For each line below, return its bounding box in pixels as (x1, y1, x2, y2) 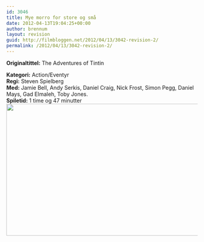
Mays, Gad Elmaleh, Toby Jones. (6, 90, 88, 98)
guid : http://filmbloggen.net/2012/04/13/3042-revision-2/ (6, 37, 159, 43)
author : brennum (6, 25, 47, 32)
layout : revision (6, 32, 50, 38)
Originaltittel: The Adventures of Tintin (6, 59, 104, 67)
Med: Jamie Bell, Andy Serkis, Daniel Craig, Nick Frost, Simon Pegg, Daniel (6, 84, 194, 91)
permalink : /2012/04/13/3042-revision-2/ (6, 43, 113, 49)
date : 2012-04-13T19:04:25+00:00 (6, 20, 91, 26)
